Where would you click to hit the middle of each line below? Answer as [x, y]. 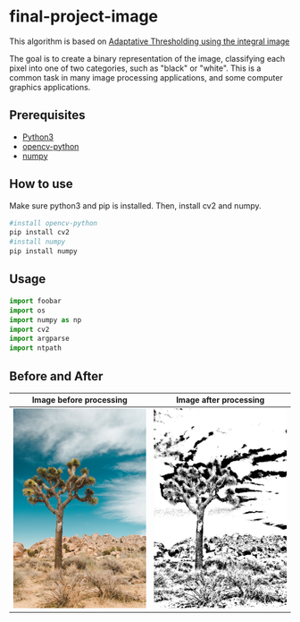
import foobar [36, 301]
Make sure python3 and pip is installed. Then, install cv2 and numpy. [135, 205]
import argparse [39, 339]
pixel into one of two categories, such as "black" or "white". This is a [135, 68]
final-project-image [84, 17]
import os [28, 311]
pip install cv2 [39, 233]
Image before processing [79, 400]
